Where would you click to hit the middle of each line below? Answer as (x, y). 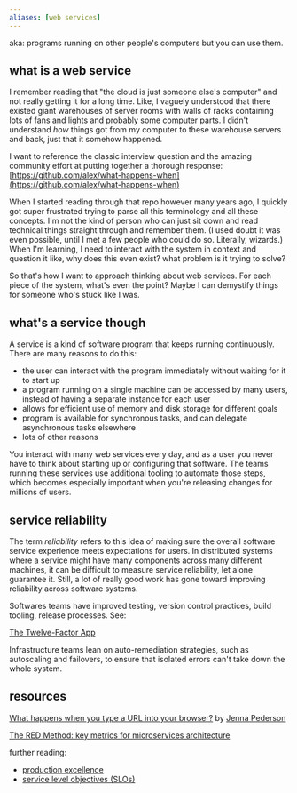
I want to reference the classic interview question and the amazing (131, 156)
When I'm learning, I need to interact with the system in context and (133, 249)
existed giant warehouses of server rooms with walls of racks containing (142, 111)
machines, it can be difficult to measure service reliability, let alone (131, 570)
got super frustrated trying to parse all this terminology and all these (134, 212)
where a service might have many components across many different (136, 560)
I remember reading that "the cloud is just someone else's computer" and (143, 92)
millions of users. (40, 492)
